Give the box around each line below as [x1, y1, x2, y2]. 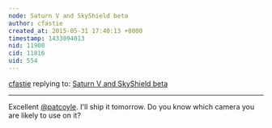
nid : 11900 [8, 42, 45, 50]
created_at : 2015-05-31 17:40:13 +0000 [8, 27, 143, 35]
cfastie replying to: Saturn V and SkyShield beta [8, 78, 168, 89]
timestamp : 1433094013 [8, 34, 85, 43]
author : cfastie [8, 19, 63, 27]
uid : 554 [8, 57, 38, 65]
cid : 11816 [8, 49, 45, 57]
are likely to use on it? [8, 110, 81, 120]
